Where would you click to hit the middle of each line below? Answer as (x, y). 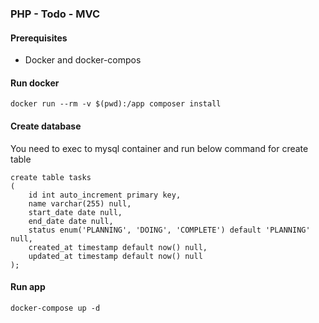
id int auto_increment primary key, (105, 195)
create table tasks (51, 177)
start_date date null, (75, 212)
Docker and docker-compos (83, 60)
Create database (46, 126)
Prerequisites (39, 38)
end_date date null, (71, 221)
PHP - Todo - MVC (55, 14)
